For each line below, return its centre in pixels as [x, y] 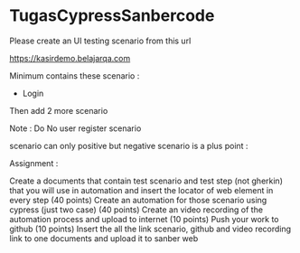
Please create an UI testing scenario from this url [100, 41]
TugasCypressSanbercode [112, 16]
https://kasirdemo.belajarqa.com [70, 58]
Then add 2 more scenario [59, 110]
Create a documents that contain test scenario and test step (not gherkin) [146, 181]
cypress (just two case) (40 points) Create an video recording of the [136, 210]
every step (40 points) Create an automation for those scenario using [138, 200]
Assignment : [34, 163]
